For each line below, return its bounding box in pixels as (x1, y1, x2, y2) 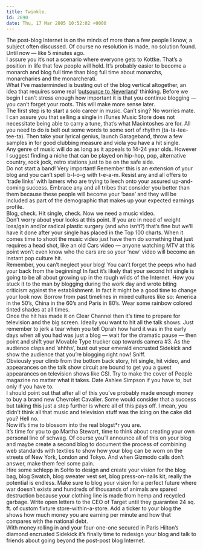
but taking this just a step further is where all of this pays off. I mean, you (6, 402, 188, 409)
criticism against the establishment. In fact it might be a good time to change (6, 287, 197, 294)
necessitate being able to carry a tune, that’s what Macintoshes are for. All (6, 120, 191, 127)
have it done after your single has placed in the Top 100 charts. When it (6, 229, 184, 236)
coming (6, 184, 25, 191)
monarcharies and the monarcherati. (6, 75, 97, 82)
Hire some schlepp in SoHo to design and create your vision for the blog (6, 466, 186, 474)
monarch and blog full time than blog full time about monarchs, (6, 69, 163, 76)
